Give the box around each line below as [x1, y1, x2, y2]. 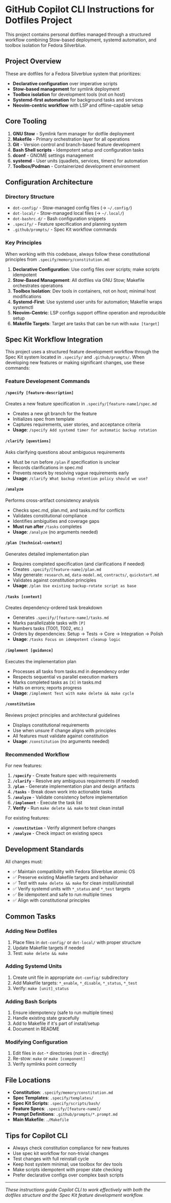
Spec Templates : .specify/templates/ [12, 1095, 94, 1101]
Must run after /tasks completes [12, 523, 82, 530]
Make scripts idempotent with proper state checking [12, 1167, 123, 1173]
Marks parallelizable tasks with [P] [12, 620, 85, 626]
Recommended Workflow [5, 751, 70, 758]
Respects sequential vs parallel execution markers [12, 673, 118, 680]
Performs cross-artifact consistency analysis [5, 497, 99, 503]
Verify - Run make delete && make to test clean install [12, 805, 124, 811]
